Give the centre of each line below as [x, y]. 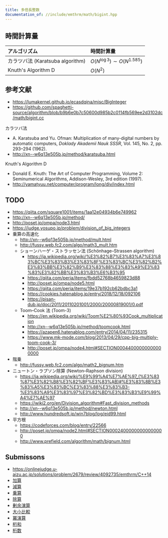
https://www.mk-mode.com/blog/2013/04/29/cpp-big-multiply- [93, 337]
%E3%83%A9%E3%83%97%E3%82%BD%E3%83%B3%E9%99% [90, 392]
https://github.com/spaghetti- [43, 107]
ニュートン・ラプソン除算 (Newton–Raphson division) [68, 371]
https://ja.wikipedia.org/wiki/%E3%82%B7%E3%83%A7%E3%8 [94, 256]
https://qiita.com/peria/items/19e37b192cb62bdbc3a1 [82, 289]
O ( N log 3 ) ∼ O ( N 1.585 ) [116, 61]
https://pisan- [41, 299]
